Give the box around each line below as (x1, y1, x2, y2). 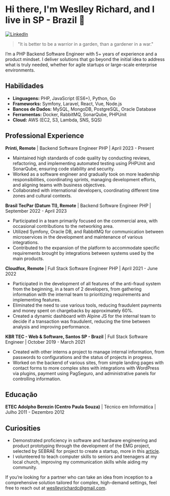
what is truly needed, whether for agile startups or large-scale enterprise (5, 61, 157, 68)
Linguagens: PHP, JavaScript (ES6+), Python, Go (12, 95, 116, 101)
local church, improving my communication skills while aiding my (12, 459, 148, 465)
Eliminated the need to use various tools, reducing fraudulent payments (12, 302, 162, 308)
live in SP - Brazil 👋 (5, 14, 85, 26)
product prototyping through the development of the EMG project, (12, 443, 150, 449)
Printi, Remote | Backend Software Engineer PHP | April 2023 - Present (5, 145, 154, 151)
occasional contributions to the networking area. (12, 223, 114, 229)
